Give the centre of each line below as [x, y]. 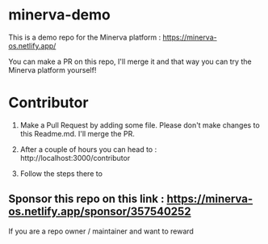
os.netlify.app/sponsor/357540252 [100, 212]
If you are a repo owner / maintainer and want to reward [101, 231]
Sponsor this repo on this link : [86, 199]
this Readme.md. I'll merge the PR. [77, 133]
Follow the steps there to [61, 173]
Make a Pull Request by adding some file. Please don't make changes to [140, 125]
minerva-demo [60, 15]
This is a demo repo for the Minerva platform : [85, 37]
